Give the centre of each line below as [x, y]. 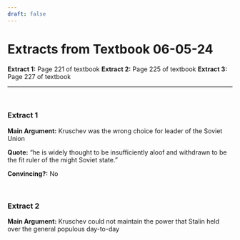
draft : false [27, 14]
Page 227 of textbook [39, 76]
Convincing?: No [33, 173]
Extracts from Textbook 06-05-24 [110, 49]
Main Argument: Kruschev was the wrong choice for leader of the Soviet [115, 131]
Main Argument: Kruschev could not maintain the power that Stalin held [114, 221]
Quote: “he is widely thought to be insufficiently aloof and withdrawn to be [117, 152]
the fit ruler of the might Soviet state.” [62, 160]
